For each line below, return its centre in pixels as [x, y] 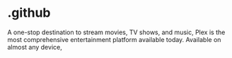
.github [29, 13]
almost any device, [35, 47]
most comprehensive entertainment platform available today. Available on [114, 39]
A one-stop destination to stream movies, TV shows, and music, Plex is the [116, 32]
